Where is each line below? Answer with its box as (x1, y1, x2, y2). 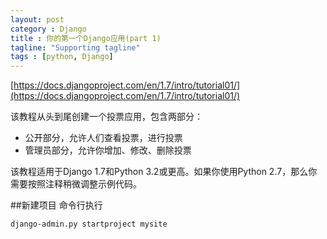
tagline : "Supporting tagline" (10, 42, 141, 53)
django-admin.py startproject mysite (10, 219, 168, 230)
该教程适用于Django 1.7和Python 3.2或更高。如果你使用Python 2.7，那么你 (10, 166, 318, 178)
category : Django (10, 24, 87, 34)
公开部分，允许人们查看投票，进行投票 (24, 132, 183, 144)
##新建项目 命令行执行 (10, 199, 103, 211)
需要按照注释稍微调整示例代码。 (10, 178, 142, 190)
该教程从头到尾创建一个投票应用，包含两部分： (10, 111, 203, 123)
